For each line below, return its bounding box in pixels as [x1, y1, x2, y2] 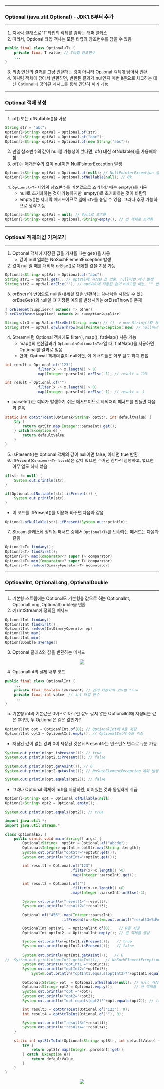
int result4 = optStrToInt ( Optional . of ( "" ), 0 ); [22, 1011, 123, 1016]
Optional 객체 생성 [5, 99, 47, 105]
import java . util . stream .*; [5, 823, 62, 828]
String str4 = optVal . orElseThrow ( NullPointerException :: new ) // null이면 [5, 325, 159, 330]
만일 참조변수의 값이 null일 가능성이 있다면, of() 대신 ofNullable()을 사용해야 [12, 148, 157, 154]
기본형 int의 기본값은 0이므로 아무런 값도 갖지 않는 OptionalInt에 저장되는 [12, 711, 151, 717]
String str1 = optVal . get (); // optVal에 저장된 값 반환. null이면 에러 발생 [5, 277, 154, 282]
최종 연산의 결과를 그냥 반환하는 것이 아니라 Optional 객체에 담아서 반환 [12, 69, 148, 75]
